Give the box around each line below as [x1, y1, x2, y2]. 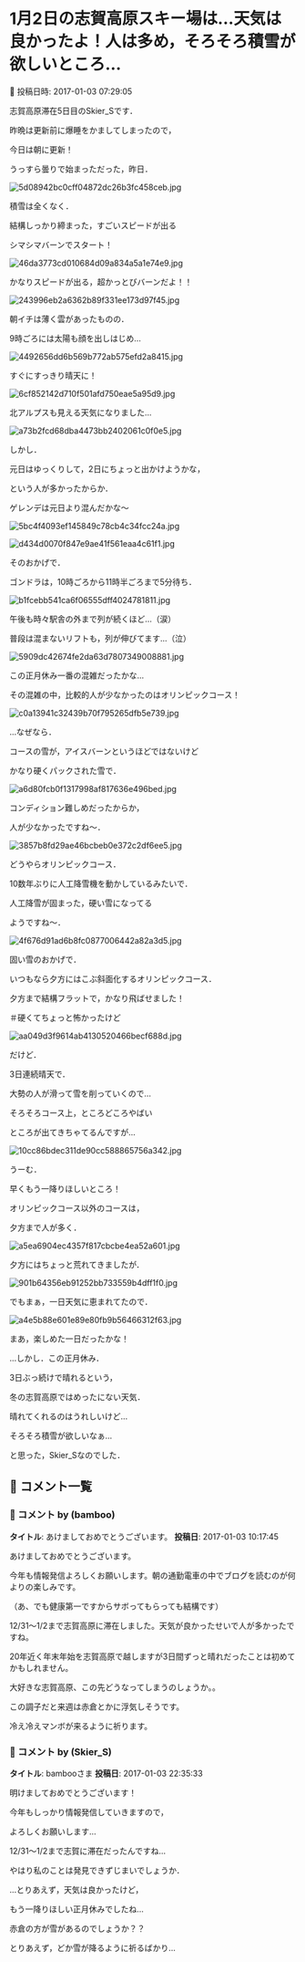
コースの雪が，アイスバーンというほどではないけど [9, 746, 199, 757]
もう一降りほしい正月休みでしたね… [9, 1904, 144, 1915]
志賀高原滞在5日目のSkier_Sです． [9, 105, 138, 116]
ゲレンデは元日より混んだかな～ [9, 502, 129, 513]
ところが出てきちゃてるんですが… [9, 1126, 136, 1137]
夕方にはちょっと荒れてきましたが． [9, 1258, 145, 1269]
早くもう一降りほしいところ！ [9, 1183, 121, 1194]
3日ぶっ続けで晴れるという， [9, 1372, 118, 1383]
